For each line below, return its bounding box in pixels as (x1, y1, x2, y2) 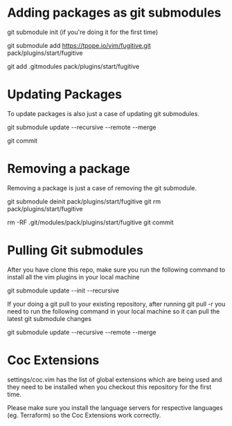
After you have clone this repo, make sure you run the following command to (7, 265, 226, 274)
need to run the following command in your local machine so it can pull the (7, 307, 220, 316)
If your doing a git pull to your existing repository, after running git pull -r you (7, 300, 226, 308)
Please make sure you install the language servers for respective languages (7, 403, 223, 411)
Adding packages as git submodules (7, 5, 222, 21)
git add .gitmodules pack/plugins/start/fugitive (7, 62, 140, 70)
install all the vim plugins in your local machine (7, 272, 140, 281)
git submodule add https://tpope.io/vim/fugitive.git (7, 41, 151, 49)
